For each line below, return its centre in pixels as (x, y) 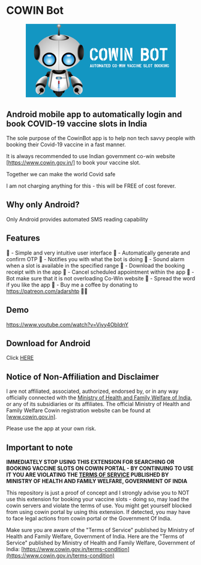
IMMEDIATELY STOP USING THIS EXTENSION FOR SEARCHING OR (90, 462)
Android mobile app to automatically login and (94, 114)
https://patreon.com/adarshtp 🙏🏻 (47, 291)
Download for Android (49, 343)
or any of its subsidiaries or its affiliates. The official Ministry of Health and (98, 404)
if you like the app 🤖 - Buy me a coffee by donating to (72, 285)
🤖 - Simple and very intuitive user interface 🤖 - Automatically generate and (98, 253)
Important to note (40, 447)
